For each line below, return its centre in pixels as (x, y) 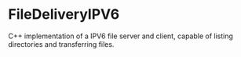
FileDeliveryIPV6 (64, 14)
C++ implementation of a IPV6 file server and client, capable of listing (121, 36)
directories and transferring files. (61, 44)
